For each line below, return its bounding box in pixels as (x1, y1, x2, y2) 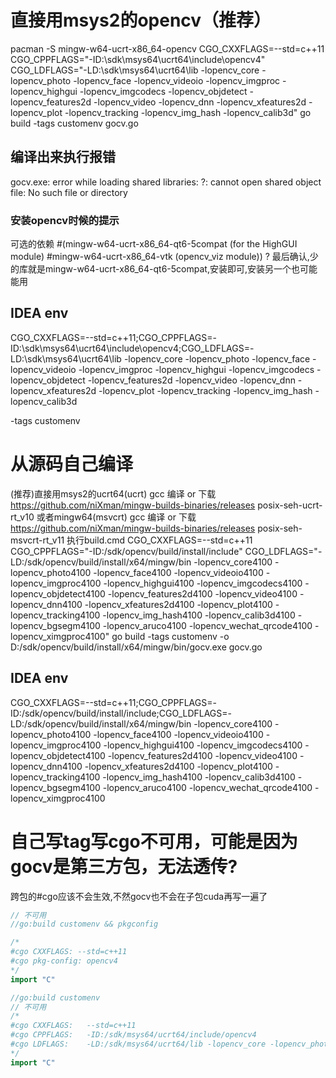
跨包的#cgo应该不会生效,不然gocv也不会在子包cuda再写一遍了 (10, 890, 268, 902)
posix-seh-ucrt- (257, 499, 323, 511)
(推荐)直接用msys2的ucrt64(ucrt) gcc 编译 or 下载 (10, 487, 217, 500)
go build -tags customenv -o (111, 630, 230, 642)
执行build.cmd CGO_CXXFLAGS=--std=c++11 (66, 534, 253, 546)
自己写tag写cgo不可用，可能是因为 (10, 830, 298, 853)
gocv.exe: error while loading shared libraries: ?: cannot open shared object (10, 176, 322, 188)
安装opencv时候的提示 (10, 213, 120, 227)
